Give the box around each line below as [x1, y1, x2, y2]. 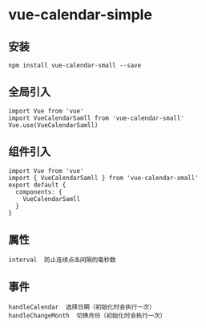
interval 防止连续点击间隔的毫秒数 [8, 256, 116, 264]
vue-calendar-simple [8, 6, 152, 24]
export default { [8, 181, 67, 189]
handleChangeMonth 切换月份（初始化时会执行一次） [8, 312, 167, 320]
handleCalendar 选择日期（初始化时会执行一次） [8, 303, 156, 311]
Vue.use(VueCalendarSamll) [8, 121, 99, 129]
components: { [15, 187, 63, 196]
